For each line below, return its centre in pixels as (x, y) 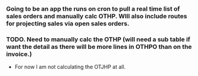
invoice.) (19, 54)
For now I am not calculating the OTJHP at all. (70, 67)
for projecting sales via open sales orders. (68, 24)
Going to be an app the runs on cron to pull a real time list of (93, 9)
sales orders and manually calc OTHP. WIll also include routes (97, 16)
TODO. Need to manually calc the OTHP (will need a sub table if (98, 39)
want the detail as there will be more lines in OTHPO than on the (99, 47)
